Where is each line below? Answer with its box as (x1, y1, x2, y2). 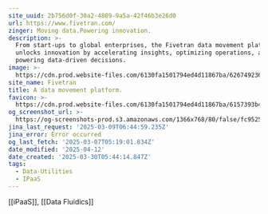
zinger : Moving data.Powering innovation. (8, 26, 152, 34)
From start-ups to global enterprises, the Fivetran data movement (15, 42, 245, 50)
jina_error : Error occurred (8, 130, 102, 138)
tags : (8, 160, 26, 168)
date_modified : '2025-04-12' (8, 145, 105, 153)
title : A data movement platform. (8, 85, 124, 94)
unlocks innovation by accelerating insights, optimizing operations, (15, 49, 255, 57)
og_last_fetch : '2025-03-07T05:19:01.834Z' (8, 137, 156, 146)
